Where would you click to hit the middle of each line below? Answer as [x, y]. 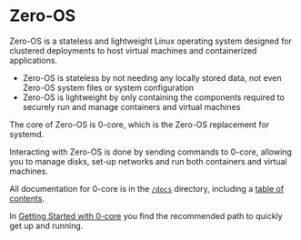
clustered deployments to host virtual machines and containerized [133, 50]
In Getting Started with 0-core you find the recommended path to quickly [146, 215]
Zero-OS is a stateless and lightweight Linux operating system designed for [151, 41]
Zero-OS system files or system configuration [108, 87]
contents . [27, 198]
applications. [33, 60]
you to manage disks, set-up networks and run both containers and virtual [148, 161]
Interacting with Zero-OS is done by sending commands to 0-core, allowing [151, 152]
